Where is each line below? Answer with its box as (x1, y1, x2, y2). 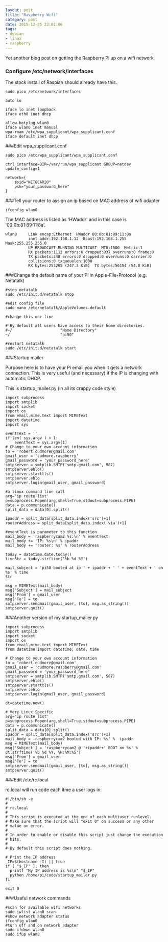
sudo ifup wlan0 (5, 932, 40, 937)
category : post (5, 17, 38, 22)
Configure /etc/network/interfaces (5, 68, 93, 75)
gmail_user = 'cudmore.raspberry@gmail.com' (5, 665, 102, 670)
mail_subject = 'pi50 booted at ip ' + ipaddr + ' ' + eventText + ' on (5, 565, 163, 571)
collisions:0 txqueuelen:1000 (28, 259, 93, 264)
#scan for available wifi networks (5, 905, 81, 910)
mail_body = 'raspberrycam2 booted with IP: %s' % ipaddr (5, 736, 134, 742)
